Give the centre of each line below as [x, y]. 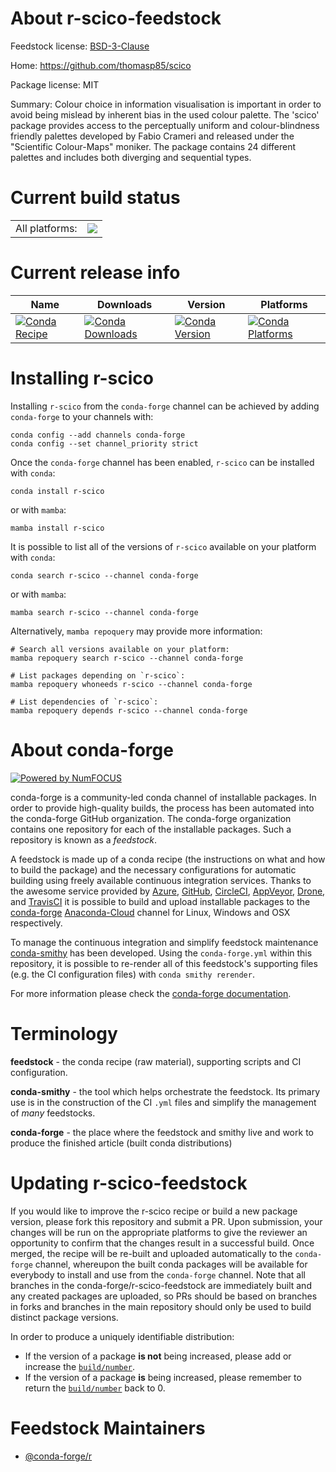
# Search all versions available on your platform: [120, 649]
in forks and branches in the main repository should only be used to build [161, 1306]
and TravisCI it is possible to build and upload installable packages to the [160, 901]
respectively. [36, 923]
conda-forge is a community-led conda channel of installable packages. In [163, 797]
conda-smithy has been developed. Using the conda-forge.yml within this [161, 953]
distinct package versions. [64, 1317]
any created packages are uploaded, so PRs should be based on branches [164, 1296]
